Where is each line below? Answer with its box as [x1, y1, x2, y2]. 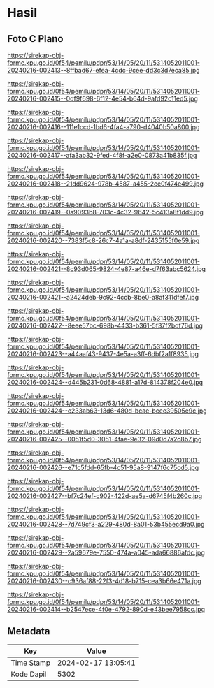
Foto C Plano [7, 33, 64, 45]
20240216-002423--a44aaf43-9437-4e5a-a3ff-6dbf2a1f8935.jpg [7, 350, 199, 358]
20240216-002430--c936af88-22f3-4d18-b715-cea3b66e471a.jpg [7, 577, 201, 585]
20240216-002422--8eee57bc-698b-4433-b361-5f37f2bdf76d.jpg [7, 321, 203, 330]
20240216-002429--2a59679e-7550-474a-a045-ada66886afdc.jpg [7, 548, 205, 557]
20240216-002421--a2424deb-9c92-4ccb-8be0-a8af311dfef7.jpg [7, 293, 199, 301]
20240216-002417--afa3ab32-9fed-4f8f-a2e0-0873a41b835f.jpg [7, 152, 197, 159]
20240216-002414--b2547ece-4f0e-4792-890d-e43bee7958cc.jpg [7, 606, 205, 613]
